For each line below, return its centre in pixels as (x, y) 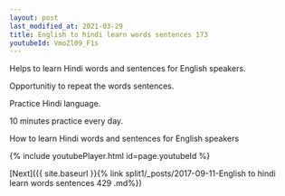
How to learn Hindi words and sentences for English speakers (124, 139)
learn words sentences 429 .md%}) (76, 183)
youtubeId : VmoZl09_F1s (54, 43)
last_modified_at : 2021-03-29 (66, 26)
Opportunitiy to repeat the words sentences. (92, 86)
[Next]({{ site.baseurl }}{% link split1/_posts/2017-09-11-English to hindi (142, 173)
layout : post (34, 18)
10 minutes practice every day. (66, 121)
